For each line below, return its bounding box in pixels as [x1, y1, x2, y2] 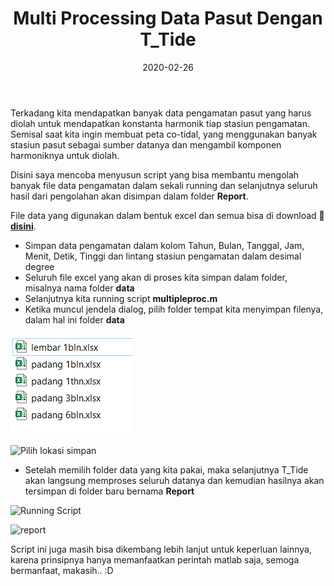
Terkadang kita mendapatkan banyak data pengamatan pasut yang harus [10, 107, 312, 119]
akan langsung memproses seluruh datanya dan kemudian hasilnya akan [24, 474, 325, 486]
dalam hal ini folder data [24, 313, 125, 326]
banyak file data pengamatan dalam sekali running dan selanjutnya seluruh [10, 179, 318, 191]
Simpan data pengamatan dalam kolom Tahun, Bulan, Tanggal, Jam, [24, 239, 305, 251]
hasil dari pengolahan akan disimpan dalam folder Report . [10, 190, 249, 202]
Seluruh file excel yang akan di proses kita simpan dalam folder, [24, 271, 288, 283]
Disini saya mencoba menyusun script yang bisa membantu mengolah [10, 168, 300, 181]
